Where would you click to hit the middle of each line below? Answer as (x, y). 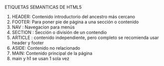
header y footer (28, 43)
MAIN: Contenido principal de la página (52, 53)
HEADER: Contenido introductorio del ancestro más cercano (73, 16)
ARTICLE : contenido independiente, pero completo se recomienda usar (85, 37)
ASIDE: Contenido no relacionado (46, 48)
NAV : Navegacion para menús (43, 27)
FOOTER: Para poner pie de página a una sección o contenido (75, 22)
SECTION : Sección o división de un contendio (59, 32)
